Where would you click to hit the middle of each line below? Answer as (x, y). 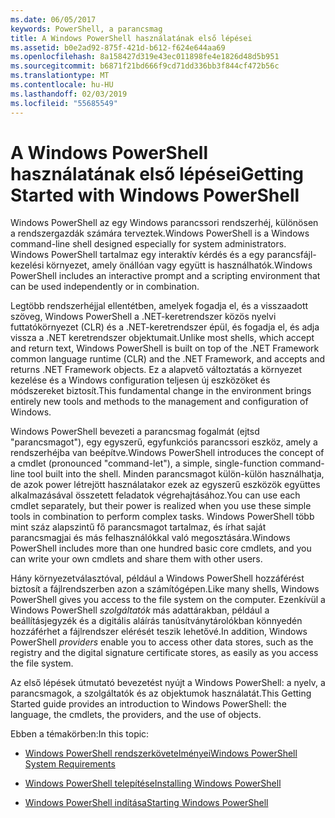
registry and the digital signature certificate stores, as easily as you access (164, 653)
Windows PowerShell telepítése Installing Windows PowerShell (153, 783)
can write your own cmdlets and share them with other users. (136, 559)
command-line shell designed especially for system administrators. (148, 244)
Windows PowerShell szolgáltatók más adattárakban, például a (140, 610)
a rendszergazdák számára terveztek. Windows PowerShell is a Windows (160, 233)
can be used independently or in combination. (105, 287)
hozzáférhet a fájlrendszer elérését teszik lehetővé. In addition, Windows (159, 632)
